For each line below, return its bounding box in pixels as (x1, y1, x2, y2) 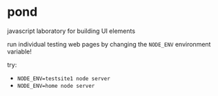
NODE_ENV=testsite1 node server (17, 75, 110, 82)
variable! (7, 47, 32, 56)
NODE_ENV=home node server (17, 82, 95, 89)
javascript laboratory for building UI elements (7, 27, 136, 35)
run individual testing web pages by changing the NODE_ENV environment (7, 40, 211, 48)
